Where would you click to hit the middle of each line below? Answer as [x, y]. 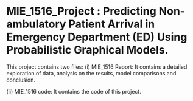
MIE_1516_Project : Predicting [81, 11]
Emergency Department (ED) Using [97, 37]
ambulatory [36, 24]
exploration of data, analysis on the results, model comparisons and [91, 73]
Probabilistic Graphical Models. [87, 50]
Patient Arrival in [112, 24]
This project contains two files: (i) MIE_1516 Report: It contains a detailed [97, 67]
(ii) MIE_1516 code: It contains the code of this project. [74, 91]
